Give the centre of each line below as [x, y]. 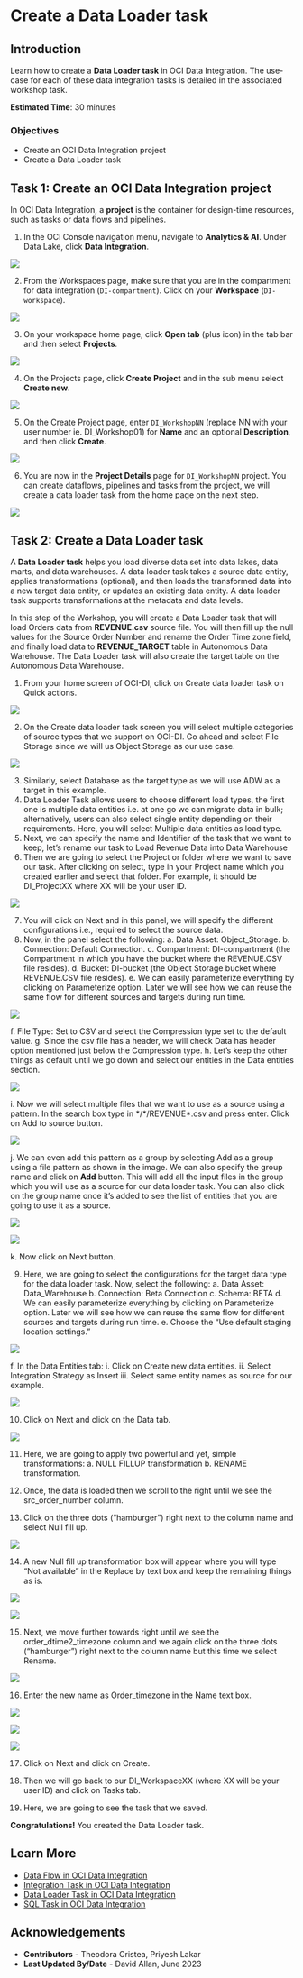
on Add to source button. [56, 1122]
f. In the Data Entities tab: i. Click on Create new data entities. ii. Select [141, 1366]
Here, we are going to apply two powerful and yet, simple [130, 1453]
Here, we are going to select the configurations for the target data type [155, 1274]
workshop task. [39, 90]
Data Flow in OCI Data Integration [85, 1875]
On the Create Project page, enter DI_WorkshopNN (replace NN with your [155, 422]
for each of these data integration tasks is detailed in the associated [156, 80]
